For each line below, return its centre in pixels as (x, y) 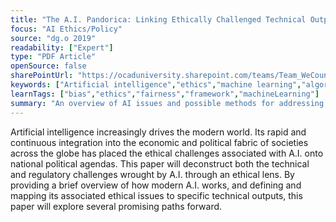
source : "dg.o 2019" (53, 38)
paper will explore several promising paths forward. (116, 206)
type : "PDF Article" (53, 57)
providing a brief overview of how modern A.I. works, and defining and (156, 185)
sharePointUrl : (42, 76)
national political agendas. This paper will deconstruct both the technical (160, 163)
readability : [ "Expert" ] (62, 47)
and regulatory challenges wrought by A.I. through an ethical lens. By (152, 174)
